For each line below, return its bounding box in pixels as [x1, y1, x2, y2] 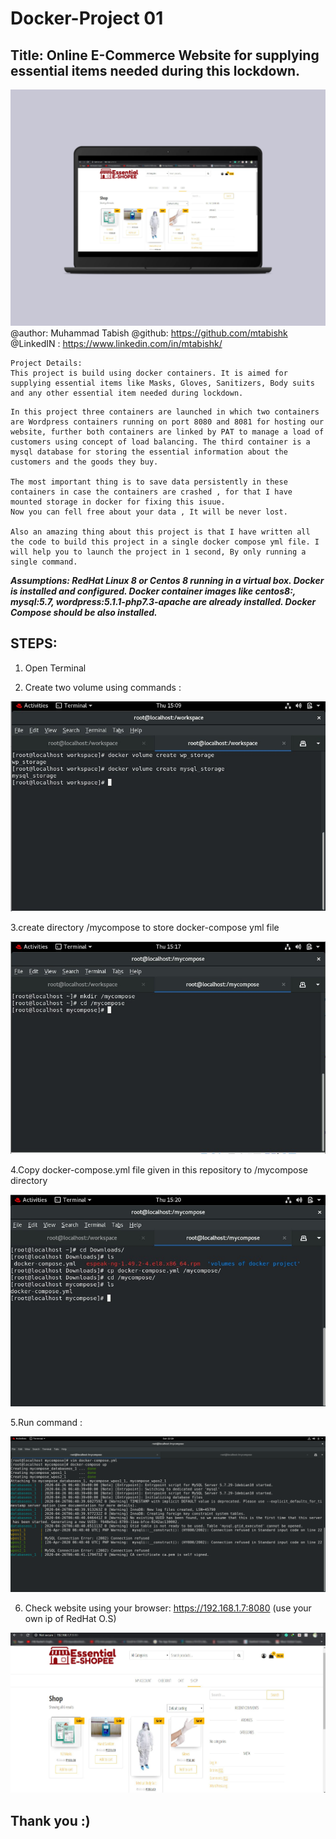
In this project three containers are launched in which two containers [10, 407, 320, 417]
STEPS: [10, 635, 58, 652]
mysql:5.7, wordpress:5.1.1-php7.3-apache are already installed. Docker [10, 596, 317, 607]
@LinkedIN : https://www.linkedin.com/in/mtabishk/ [10, 338, 223, 349]
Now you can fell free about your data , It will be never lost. [10, 507, 288, 517]
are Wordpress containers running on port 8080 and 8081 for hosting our [10, 417, 325, 427]
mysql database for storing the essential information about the [10, 447, 288, 457]
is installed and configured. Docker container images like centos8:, [10, 585, 297, 597]
